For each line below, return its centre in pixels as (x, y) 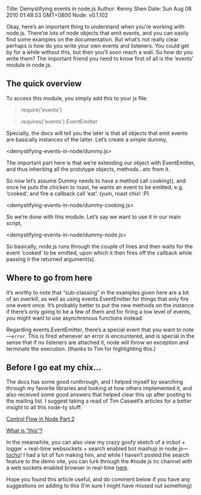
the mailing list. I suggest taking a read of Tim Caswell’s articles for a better (99, 401)
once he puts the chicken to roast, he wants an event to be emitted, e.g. (95, 187)
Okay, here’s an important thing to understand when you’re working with (95, 27)
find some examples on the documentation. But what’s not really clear (92, 39)
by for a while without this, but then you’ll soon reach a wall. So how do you (100, 52)
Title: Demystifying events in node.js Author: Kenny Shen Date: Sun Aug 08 (99, 9)
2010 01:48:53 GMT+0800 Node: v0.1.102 (57, 15)
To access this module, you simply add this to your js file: (77, 98)
